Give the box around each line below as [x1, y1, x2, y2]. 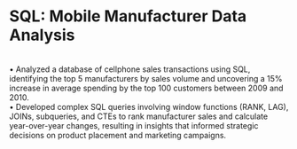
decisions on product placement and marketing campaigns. [9, 129, 227, 140]
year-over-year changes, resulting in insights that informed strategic [9, 120, 259, 130]
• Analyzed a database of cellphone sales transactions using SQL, [9, 64, 251, 74]
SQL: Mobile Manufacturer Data [9, 6, 247, 27]
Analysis [9, 25, 75, 45]
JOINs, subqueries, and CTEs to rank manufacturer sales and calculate [9, 111, 269, 122]
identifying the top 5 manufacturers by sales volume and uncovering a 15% [9, 73, 283, 83]
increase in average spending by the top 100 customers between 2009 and [9, 82, 284, 93]
